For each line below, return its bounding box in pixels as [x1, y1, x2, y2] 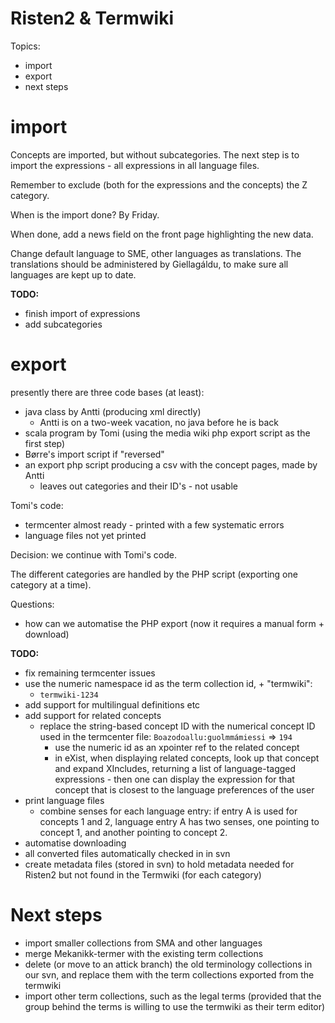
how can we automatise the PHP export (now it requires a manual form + [24, 617, 325, 629]
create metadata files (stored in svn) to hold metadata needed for [24, 858, 295, 870]
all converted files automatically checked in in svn [24, 847, 231, 859]
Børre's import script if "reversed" [24, 448, 165, 460]
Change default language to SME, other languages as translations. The [10, 247, 302, 259]
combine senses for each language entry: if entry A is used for [39, 805, 298, 817]
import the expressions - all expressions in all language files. [10, 159, 260, 171]
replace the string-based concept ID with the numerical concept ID [39, 720, 316, 732]
